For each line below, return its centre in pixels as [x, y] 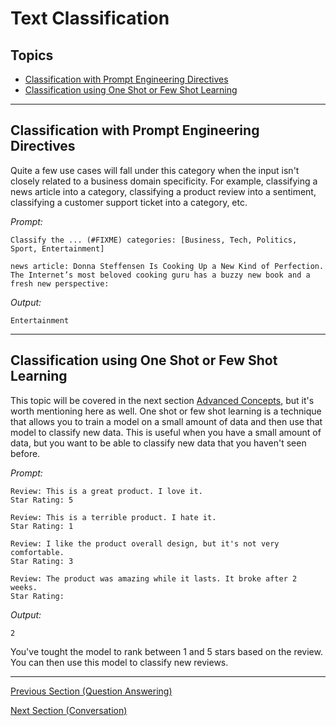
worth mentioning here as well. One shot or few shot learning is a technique [166, 411]
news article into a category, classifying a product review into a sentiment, [163, 191]
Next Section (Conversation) [69, 710]
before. [25, 453]
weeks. [24, 587]
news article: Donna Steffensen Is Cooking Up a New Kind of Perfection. [167, 266]
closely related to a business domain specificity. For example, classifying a [164, 181]
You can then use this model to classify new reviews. [119, 662]
